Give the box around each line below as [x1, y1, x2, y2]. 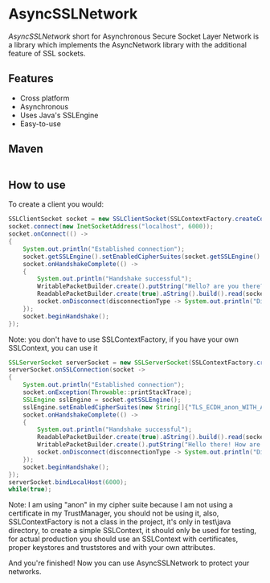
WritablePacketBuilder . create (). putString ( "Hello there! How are [37, 441, 261, 449]
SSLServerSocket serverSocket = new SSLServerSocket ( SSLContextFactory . [8, 359, 257, 367]
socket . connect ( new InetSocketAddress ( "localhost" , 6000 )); [8, 223, 215, 231]
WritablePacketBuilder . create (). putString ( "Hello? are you [37, 282, 239, 290]
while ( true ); [8, 486, 52, 494]
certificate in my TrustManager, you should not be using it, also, [8, 508, 219, 519]
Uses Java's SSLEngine [19, 110, 99, 120]
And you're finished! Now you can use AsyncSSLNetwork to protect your [8, 558, 250, 568]
